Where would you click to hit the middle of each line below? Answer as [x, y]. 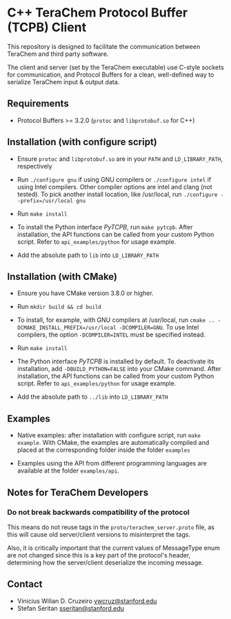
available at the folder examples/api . [68, 470]
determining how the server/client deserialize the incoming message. [105, 562]
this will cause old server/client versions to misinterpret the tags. [99, 534]
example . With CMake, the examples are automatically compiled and [113, 443]
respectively [35, 166]
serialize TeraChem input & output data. [63, 82]
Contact [25, 584]
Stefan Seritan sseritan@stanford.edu [71, 608]
